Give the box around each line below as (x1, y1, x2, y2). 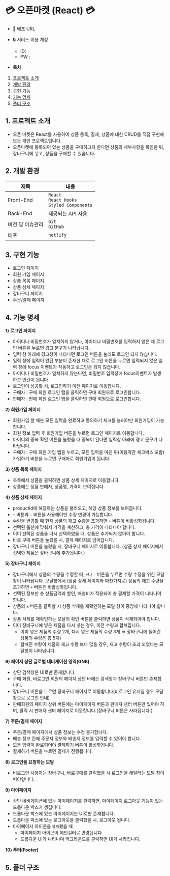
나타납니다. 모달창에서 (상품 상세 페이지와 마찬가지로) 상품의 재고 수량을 (22, 578, 164, 584)
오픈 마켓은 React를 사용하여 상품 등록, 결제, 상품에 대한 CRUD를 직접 (12, 131, 151, 137)
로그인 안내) (26, 695, 50, 701)
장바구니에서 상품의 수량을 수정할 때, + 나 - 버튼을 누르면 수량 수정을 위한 (12, 571, 155, 578)
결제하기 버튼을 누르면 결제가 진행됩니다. (12, 748, 93, 754)
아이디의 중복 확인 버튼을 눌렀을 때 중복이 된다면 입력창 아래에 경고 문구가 (12, 436, 158, 443)
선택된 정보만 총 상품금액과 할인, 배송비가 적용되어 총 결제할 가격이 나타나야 (12, 590, 162, 597)
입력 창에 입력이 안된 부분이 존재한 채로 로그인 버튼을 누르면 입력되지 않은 (12, 357, 158, 364)
